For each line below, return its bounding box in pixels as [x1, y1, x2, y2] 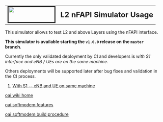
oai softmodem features [5, 102, 54, 107]
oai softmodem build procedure [5, 111, 69, 117]
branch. [5, 44, 22, 49]
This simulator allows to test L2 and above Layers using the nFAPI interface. [5, 29, 158, 35]
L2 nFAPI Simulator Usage [60, 10, 154, 19]
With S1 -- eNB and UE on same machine [12, 83, 95, 89]
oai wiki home [5, 93, 33, 98]
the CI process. [5, 73, 36, 79]
